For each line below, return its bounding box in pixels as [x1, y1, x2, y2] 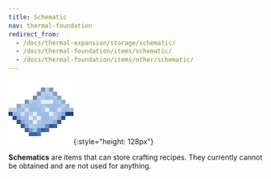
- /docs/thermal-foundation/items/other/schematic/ [15, 56, 195, 64]
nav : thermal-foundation [8, 21, 92, 30]
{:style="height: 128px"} [73, 137, 154, 146]
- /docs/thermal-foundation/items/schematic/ [15, 47, 173, 56]
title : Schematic [8, 13, 67, 21]
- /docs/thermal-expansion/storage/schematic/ [15, 39, 176, 47]
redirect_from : [8, 30, 60, 38]
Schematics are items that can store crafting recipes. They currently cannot [8, 152, 263, 162]
